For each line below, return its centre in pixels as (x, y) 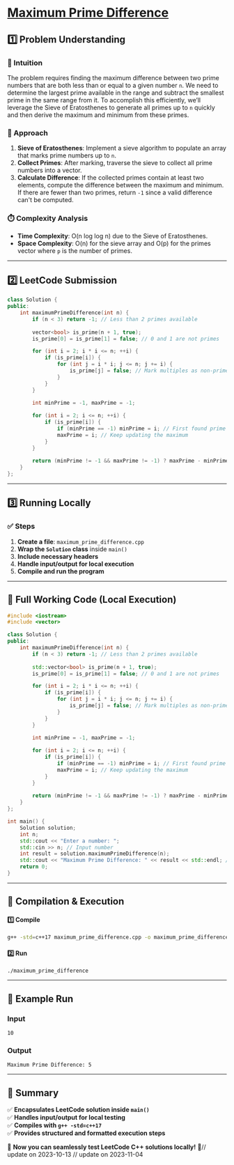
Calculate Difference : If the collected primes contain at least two (110, 178)
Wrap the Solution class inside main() (72, 549)
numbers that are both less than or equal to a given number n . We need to (113, 85)
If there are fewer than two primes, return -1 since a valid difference (115, 192)
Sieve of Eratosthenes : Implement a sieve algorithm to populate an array (122, 148)
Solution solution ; (48, 828)
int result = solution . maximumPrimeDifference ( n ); (95, 854)
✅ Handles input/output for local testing (66, 1118)
